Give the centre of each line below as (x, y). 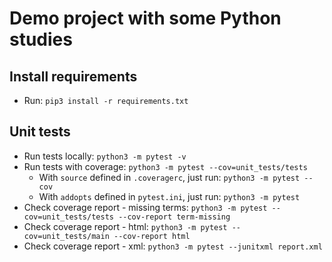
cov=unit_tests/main (66, 236)
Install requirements (73, 76)
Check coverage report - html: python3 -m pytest (125, 226)
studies (41, 39)
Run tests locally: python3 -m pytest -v (105, 156)
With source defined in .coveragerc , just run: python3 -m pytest (169, 177)
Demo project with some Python (145, 18)
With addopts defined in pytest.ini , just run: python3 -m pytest (169, 196)
